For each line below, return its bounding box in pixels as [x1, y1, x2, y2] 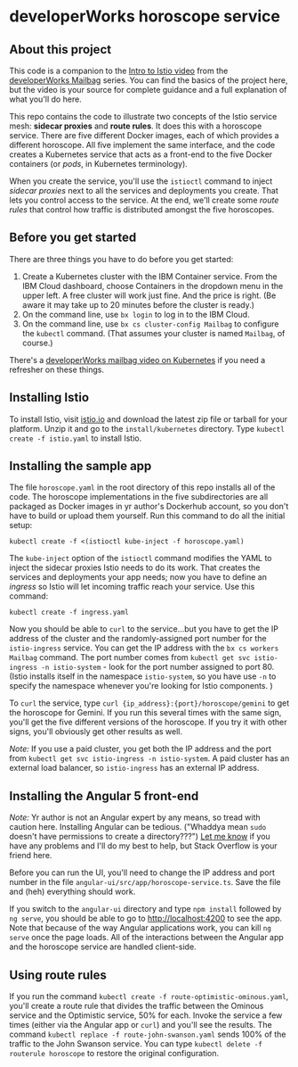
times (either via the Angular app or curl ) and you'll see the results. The [9, 1020, 273, 1030]
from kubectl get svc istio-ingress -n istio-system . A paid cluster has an [9, 753, 290, 764]
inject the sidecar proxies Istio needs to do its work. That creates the [9, 562, 261, 573]
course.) [21, 337, 53, 348]
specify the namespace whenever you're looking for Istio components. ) [9, 681, 273, 691]
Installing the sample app [9, 459, 152, 474]
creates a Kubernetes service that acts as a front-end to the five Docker [9, 149, 273, 160]
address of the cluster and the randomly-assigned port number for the [9, 633, 267, 644]
